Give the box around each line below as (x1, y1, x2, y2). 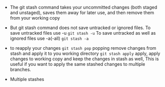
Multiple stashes (10, 76, 44, 82)
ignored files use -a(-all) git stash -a (10, 35, 89, 41)
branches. (10, 66, 31, 72)
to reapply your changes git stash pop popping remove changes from (10, 45, 157, 51)
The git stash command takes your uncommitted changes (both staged (10, 5, 157, 10)
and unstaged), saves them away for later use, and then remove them (10, 10, 154, 16)
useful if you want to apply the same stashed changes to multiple (10, 61, 145, 67)
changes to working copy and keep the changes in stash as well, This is (10, 56, 159, 62)
